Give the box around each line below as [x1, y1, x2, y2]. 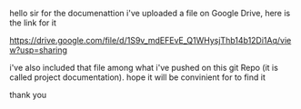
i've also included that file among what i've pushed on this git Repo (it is [9, 63, 279, 73]
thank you [9, 90, 47, 100]
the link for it [9, 17, 56, 28]
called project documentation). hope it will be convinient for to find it [9, 72, 266, 83]
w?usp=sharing [9, 45, 68, 55]
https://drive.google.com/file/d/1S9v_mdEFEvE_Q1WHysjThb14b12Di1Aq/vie [9, 35, 292, 45]
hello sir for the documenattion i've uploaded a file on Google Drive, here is [9, 8, 291, 18]
